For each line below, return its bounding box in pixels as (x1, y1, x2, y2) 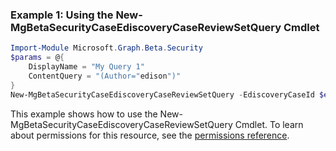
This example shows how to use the (10, 108, 158, 120)
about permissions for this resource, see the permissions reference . (10, 129, 290, 141)
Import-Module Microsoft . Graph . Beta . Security (10, 43, 203, 53)
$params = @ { (10, 53, 65, 63)
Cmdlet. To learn (234, 118, 304, 130)
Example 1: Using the (10, 8, 114, 22)
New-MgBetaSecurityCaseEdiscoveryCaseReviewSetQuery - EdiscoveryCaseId (10, 89, 315, 100)
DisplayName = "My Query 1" (28, 62, 145, 72)
